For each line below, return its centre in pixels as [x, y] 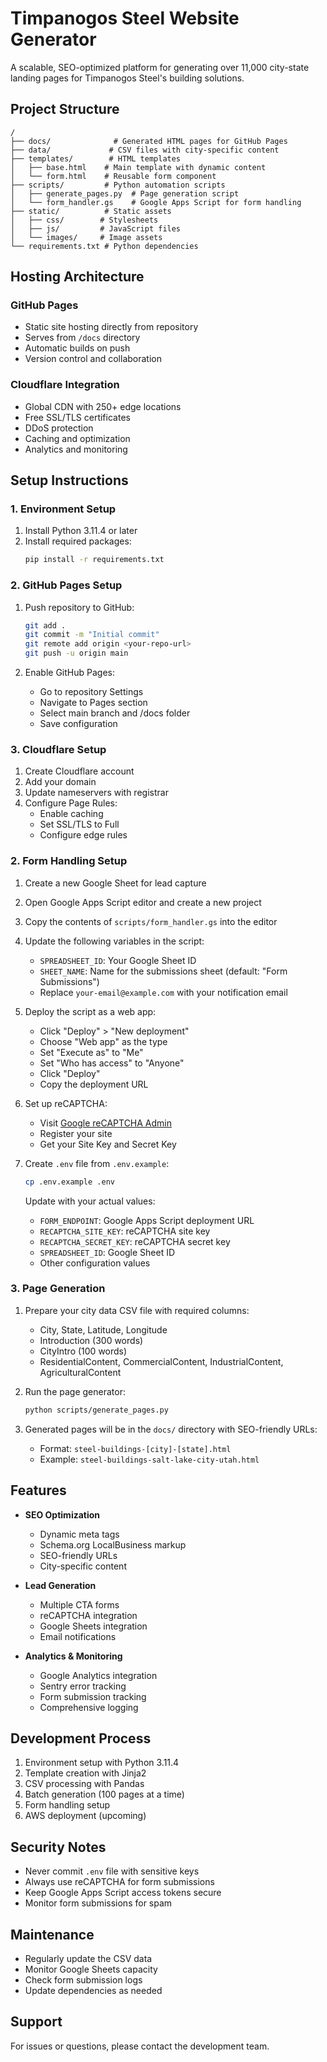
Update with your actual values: [90, 1201]
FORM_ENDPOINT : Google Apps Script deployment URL [147, 1220]
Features [38, 1490]
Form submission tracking [93, 1696]
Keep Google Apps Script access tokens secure [123, 1893]
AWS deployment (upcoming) [85, 1816]
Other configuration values [95, 1263]
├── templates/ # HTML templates [96, 158]
